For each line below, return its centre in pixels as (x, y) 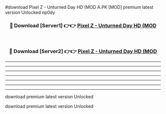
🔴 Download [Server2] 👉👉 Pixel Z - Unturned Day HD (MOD (83, 52)
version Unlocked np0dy (30, 12)
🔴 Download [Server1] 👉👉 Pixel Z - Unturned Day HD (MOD (83, 25)
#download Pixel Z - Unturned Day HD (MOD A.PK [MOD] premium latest (79, 7)
